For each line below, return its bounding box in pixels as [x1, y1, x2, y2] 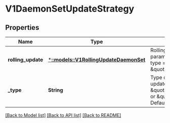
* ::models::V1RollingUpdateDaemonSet [48, 56, 146, 63]
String [48, 87, 63, 94]
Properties [5, 23, 39, 32]
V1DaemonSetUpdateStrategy [5, 3, 135, 15]
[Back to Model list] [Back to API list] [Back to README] [5, 112, 121, 118]
